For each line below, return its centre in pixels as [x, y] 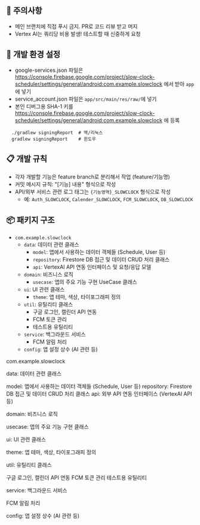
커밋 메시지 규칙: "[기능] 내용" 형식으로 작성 [65, 184]
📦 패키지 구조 [30, 220]
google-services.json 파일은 [49, 70]
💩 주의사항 [24, 11]
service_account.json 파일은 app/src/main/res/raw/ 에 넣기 [86, 99]
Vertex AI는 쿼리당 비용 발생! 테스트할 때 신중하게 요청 [78, 34]
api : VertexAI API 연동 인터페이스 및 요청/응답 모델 [92, 267]
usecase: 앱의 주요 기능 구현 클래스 [47, 427]
